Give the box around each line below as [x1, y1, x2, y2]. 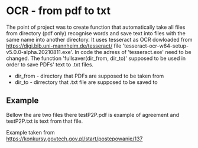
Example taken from [6, 129, 55, 136]
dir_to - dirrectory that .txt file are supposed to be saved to [14, 78, 158, 86]
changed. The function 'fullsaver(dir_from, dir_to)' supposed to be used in [6, 55, 186, 62]
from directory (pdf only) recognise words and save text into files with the [6, 29, 186, 36]
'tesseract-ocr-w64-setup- [122, 42, 189, 49]
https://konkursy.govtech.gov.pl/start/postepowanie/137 [6, 135, 143, 142]
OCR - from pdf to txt [6, 4, 111, 18]
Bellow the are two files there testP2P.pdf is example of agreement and [6, 111, 179, 118]
